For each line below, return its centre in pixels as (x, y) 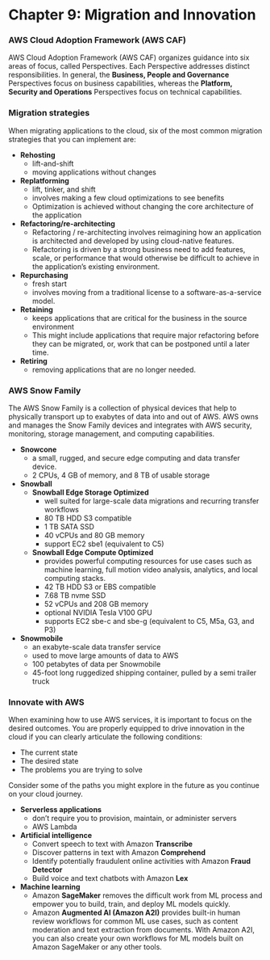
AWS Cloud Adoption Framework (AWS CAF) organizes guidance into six (129, 57)
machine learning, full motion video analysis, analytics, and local (151, 570)
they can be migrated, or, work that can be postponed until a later (141, 343)
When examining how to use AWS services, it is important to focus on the (130, 720)
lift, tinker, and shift (64, 189)
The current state (49, 752)
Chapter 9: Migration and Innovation (132, 15)
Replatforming (45, 180)
